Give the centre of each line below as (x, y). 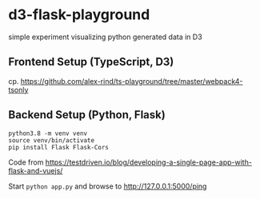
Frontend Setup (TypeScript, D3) (91, 62)
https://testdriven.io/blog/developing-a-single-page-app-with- (148, 162)
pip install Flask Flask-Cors (59, 147)
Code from (26, 162)
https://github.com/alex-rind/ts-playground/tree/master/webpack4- (132, 81)
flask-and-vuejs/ (36, 170)
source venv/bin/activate (51, 140)
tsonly (18, 90)
